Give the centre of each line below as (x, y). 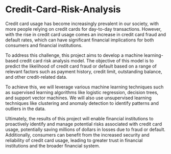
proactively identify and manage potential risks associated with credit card (84, 124)
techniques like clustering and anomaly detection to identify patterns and (82, 103)
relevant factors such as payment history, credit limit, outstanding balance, (84, 71)
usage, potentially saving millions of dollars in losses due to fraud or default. (86, 129)
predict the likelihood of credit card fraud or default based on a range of (81, 66)
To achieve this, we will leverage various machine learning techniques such (84, 87)
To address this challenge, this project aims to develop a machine (74, 55)
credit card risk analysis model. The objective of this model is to (87, 60)
